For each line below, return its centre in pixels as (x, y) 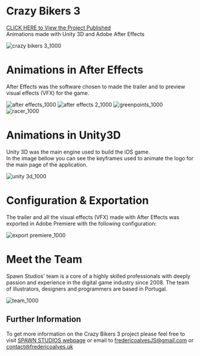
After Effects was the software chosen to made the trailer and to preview (96, 86)
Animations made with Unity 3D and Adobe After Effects (75, 34)
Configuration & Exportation (78, 201)
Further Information (44, 319)
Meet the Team (44, 259)
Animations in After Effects (75, 70)
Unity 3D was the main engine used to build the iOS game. (78, 152)
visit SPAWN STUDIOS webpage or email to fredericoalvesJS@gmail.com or (100, 340)
